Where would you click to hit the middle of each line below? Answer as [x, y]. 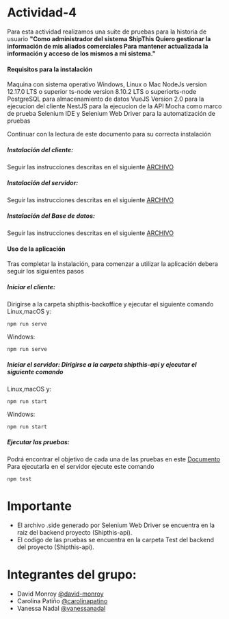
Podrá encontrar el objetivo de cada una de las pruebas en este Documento [114, 459]
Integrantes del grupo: [72, 575]
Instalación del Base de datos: [51, 216]
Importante [39, 506]
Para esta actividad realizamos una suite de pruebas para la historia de [107, 32]
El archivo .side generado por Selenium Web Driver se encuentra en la [116, 525]
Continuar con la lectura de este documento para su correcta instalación [109, 134]
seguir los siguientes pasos [45, 271]
